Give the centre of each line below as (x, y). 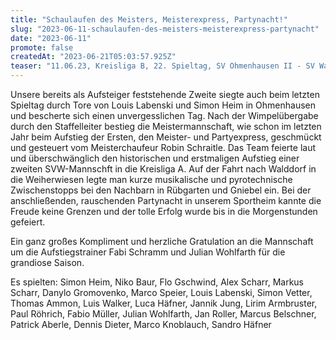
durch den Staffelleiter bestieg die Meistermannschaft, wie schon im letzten (166, 126)
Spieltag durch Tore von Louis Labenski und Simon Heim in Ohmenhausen (163, 105)
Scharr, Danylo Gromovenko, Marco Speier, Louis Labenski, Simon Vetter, (161, 292)
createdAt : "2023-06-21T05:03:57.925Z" (93, 57)
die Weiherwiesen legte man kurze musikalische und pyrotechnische (151, 179)
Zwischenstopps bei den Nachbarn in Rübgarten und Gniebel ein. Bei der (161, 190)
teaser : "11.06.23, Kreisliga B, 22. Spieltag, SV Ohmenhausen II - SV (162, 66)
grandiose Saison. (47, 262)
